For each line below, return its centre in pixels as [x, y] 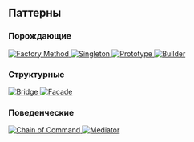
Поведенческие [41, 112]
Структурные [36, 74]
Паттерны [35, 13]
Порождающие [40, 36]
